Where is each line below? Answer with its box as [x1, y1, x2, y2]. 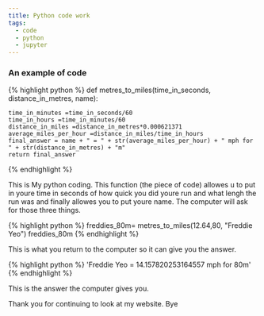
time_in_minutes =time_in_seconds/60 [8, 109, 133, 118]
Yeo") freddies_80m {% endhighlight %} [8, 229, 140, 239]
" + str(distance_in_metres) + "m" [8, 144, 126, 152]
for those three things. [8, 206, 81, 215]
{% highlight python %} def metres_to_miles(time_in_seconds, [8, 85, 212, 95]
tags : [8, 19, 26, 27]
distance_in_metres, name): [8, 94, 98, 103]
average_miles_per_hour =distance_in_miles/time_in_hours [8, 130, 204, 138]
